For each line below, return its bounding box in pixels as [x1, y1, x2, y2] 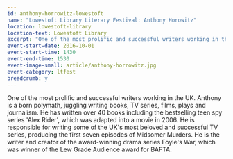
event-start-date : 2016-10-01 [7, 42, 95, 49]
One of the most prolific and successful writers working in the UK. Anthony [7, 94, 222, 102]
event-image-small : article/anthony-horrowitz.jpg [7, 62, 157, 69]
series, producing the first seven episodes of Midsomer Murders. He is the [7, 131, 220, 139]
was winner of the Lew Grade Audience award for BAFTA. [7, 145, 172, 153]
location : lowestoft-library [7, 23, 92, 30]
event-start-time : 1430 [7, 49, 76, 56]
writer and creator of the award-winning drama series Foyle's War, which [7, 138, 216, 147]
